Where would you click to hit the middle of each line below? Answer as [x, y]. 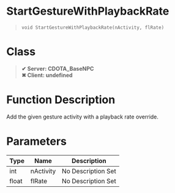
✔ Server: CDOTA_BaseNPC [58, 68]
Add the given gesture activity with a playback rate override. [83, 117]
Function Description [61, 100]
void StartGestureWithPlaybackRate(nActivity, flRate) [93, 27]
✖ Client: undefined [47, 75]
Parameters [37, 141]
